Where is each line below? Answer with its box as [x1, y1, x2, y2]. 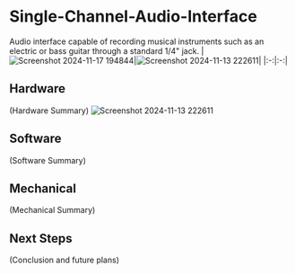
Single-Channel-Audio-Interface [9, 6, 257, 27]
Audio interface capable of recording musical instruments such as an [9, 36, 265, 47]
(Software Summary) [9, 155, 87, 165]
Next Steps [9, 231, 73, 246]
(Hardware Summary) [9, 105, 90, 116]
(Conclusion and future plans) [9, 254, 119, 266]
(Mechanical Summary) [9, 205, 96, 216]
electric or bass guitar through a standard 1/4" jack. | [9, 45, 204, 56]
